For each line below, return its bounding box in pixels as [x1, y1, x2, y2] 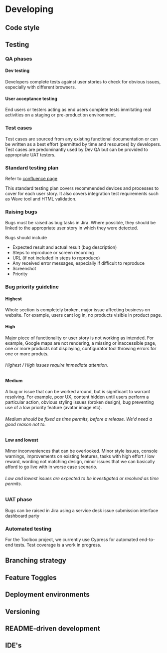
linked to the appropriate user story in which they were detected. [5, 225, 139, 231]
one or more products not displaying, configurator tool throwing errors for [5, 345, 157, 351]
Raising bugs [5, 208, 37, 215]
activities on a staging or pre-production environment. [5, 112, 116, 118]
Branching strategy [5, 556, 66, 565]
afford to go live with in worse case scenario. [5, 464, 98, 470]
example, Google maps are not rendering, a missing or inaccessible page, [5, 340, 157, 346]
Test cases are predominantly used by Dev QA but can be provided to [5, 146, 148, 152]
